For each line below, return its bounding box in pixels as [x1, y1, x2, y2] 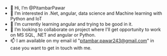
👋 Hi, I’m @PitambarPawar [10, 5, 66, 11]
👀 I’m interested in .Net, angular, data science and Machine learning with [10, 10, 162, 16]
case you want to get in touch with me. [10, 45, 92, 51]
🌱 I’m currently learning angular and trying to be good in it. [10, 21, 133, 27]
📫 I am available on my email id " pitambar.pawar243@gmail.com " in [10, 38, 154, 43]
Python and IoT [10, 16, 42, 21]
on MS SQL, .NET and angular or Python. [10, 32, 96, 38]
